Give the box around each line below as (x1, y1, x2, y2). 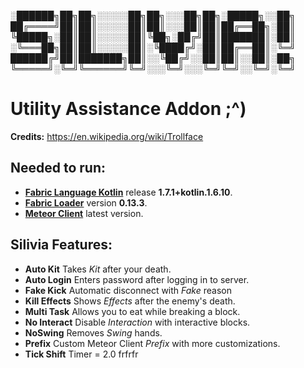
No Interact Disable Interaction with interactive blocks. (24, 316, 251, 328)
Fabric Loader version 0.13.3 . (24, 196, 148, 209)
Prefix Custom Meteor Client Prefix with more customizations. (24, 337, 281, 349)
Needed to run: (10, 160, 107, 177)
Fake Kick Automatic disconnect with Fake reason (24, 284, 233, 296)
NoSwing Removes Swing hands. (24, 326, 163, 339)
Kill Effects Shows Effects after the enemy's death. (24, 295, 236, 307)
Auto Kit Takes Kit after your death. (24, 263, 172, 275)
